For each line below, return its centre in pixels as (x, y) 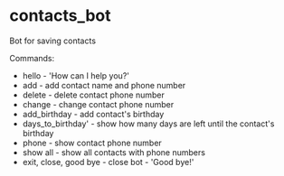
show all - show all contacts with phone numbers (114, 152)
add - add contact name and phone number (104, 85)
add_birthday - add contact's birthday (93, 114)
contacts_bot (60, 16)
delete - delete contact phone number (93, 95)
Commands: (32, 58)
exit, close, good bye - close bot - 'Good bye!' (108, 162)
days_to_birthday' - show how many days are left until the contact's (148, 124)
